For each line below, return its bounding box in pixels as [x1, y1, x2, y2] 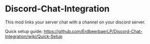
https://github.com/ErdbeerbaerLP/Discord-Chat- [43, 28, 143, 34]
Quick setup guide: [5, 28, 43, 34]
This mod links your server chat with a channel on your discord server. [5, 19, 146, 25]
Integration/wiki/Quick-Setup [5, 33, 63, 39]
